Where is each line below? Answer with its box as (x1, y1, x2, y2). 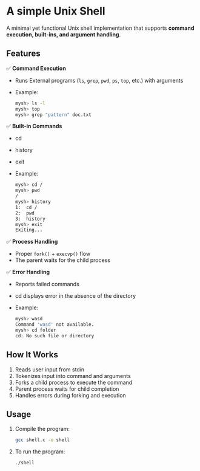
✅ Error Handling (6, 269, 50, 276)
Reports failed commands (15, 281, 80, 288)
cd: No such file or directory (15, 332, 95, 339)
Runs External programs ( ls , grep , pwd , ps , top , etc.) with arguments (15, 77, 184, 84)
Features (6, 49, 41, 59)
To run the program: (15, 448, 65, 455)
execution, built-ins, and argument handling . (6, 30, 121, 38)
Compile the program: (15, 425, 70, 433)
